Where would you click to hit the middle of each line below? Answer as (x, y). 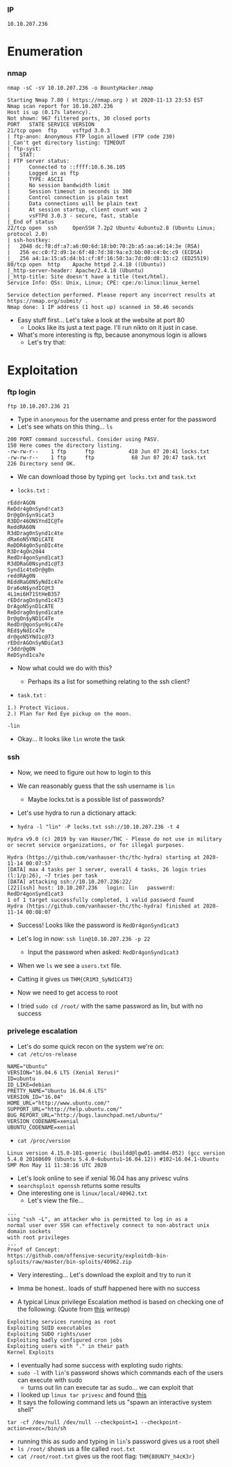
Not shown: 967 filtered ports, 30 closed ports (79, 118)
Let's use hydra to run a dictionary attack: (77, 813)
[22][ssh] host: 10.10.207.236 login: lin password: (91, 888)
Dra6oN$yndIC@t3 (31, 588)
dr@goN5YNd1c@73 (31, 637)
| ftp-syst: (24, 149)
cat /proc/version (44, 1141)
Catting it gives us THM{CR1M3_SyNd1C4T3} (75, 978)
